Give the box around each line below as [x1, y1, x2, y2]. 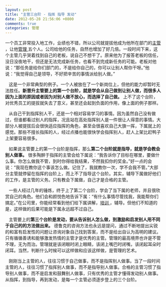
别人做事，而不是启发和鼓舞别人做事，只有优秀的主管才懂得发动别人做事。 [9, 271, 161, 277]
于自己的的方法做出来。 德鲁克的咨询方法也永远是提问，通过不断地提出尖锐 [5, 223, 158, 229]
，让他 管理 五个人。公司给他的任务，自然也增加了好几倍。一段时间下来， [5, 46, 154, 52]
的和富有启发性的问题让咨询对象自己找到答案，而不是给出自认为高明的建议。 [5, 229, 161, 235]
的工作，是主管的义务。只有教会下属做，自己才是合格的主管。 [5, 177, 131, 183]
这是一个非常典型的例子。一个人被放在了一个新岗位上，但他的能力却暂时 [8, 81, 156, 87]
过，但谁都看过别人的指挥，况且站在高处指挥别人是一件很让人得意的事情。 [5, 117, 157, 123]
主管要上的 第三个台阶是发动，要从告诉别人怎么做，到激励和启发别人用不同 [8, 217, 161, 223]
